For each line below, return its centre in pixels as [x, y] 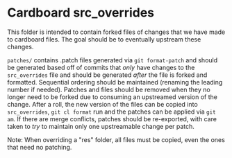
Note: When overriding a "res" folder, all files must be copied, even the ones [116, 139]
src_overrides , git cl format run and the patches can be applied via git [112, 112]
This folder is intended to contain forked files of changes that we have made [116, 32]
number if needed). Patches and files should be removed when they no [109, 89]
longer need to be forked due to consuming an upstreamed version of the [112, 97]
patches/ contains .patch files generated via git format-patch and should [113, 60]
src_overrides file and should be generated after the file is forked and [107, 75]
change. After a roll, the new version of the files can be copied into [102, 104]
